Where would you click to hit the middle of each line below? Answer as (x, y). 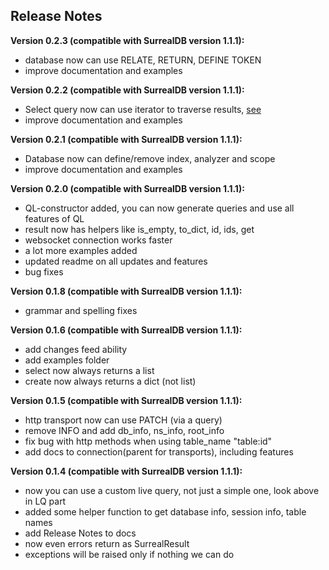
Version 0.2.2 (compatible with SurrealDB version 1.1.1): (127, 90)
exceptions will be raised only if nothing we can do (129, 554)
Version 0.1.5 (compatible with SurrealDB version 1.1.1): (126, 400)
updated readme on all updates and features (116, 261)
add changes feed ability (76, 349)
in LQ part (45, 501)
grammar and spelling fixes (81, 310)
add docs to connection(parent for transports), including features (159, 451)
